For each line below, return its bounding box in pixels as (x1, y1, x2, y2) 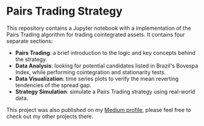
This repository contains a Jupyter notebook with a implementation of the (6, 24, 191, 32)
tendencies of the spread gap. (15, 81, 92, 89)
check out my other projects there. (6, 113, 93, 120)
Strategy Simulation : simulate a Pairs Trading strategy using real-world (15, 88, 195, 95)
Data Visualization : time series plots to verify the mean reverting (15, 75, 179, 82)
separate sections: (6, 37, 53, 44)
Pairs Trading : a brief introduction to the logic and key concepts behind (15, 49, 195, 56)
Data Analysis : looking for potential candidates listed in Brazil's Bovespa (15, 62, 199, 69)
